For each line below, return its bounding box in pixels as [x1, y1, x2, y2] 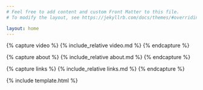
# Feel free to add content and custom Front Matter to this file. [6, 8, 180, 15]
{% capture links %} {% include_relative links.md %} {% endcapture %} [6, 65, 185, 72]
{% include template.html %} [6, 77, 79, 85]
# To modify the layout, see [6, 14, 80, 21]
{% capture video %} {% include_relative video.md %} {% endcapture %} [6, 42, 190, 49]
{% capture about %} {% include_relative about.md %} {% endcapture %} [6, 54, 191, 61]
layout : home [6, 25, 39, 31]
